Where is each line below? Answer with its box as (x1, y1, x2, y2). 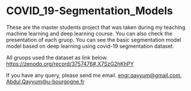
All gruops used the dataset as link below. (6, 54, 108, 61)
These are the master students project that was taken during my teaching (6, 24, 186, 31)
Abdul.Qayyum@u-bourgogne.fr (6, 78, 85, 85)
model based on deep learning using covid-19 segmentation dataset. (6, 43, 174, 50)
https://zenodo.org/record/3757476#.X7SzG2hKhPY (6, 60, 134, 67)
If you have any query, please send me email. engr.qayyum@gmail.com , (6, 71, 182, 79)
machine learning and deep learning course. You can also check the (6, 30, 173, 37)
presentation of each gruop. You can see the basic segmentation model (6, 36, 182, 43)
